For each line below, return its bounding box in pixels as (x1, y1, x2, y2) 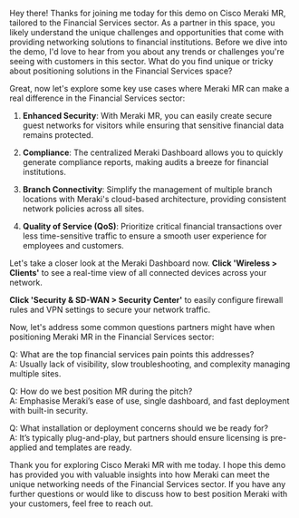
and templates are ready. (39, 442, 132, 453)
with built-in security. (9, 406, 89, 415)
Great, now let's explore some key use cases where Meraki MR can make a (9, 83, 290, 93)
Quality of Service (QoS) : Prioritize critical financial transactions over (22, 221, 283, 231)
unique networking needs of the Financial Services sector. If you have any (9, 479, 286, 489)
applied (9, 442, 38, 453)
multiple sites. (9, 368, 62, 379)
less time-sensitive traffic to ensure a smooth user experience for (22, 230, 267, 241)
